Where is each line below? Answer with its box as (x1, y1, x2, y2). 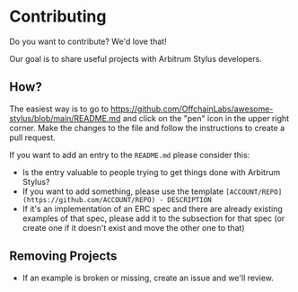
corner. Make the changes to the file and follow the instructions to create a (9, 122, 285, 133)
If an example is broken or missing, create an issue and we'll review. (22, 272, 274, 283)
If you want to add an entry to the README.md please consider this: (9, 149, 250, 160)
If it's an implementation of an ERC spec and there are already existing (22, 203, 283, 214)
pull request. (9, 132, 56, 143)
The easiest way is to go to (9, 103, 110, 114)
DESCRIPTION (167, 195, 213, 204)
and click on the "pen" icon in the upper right (122, 112, 290, 123)
